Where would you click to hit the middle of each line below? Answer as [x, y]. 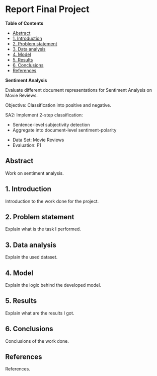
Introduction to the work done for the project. [52, 201]
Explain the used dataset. [31, 257]
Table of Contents [24, 23]
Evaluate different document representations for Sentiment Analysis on [79, 90]
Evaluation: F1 [27, 145]
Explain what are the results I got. [40, 313]
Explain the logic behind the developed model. [53, 285]
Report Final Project [47, 9]
